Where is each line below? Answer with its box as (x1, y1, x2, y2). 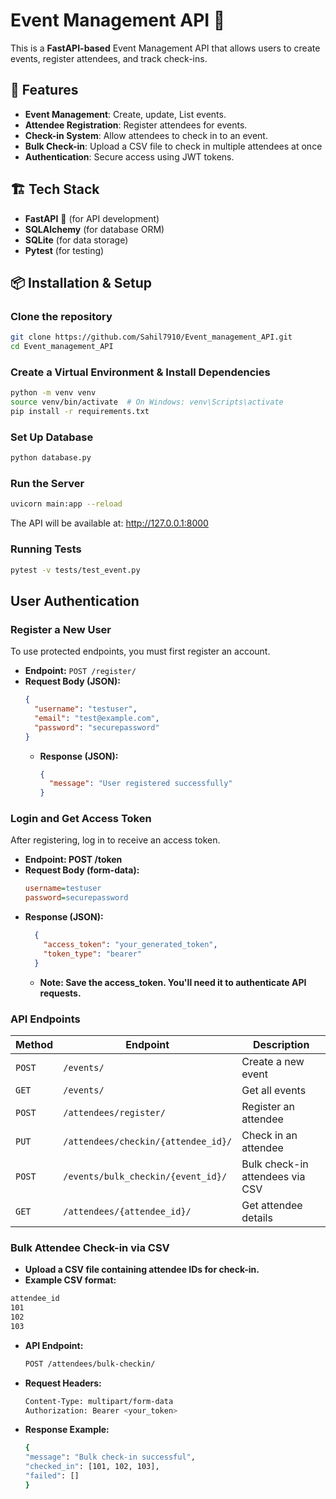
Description (252, 1037, 310, 1051)
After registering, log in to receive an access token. (10, 834, 221, 846)
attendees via (241, 1169, 306, 1183)
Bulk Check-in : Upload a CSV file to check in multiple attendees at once (24, 140, 323, 152)
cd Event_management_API (10, 342, 114, 352)
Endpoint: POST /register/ (24, 665, 137, 677)
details (241, 1210, 273, 1224)
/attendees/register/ (63, 1107, 166, 1118)
